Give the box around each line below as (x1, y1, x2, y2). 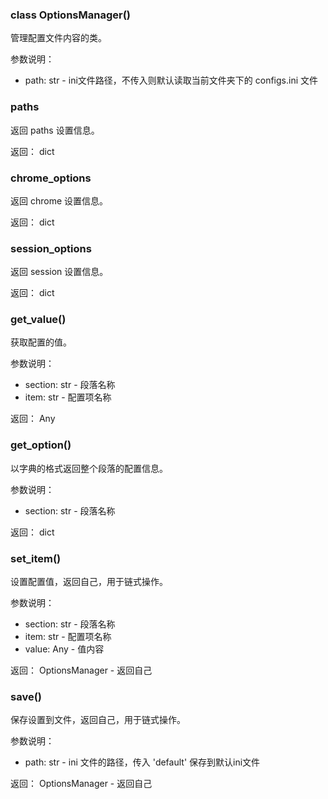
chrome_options (10, 171, 92, 185)
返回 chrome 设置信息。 (10, 194, 109, 207)
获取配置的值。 (10, 336, 72, 348)
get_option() (10, 438, 72, 452)
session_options (10, 241, 92, 255)
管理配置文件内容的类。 (10, 32, 107, 44)
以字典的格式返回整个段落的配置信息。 (10, 462, 168, 474)
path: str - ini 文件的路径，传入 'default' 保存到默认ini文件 (24, 756, 261, 768)
